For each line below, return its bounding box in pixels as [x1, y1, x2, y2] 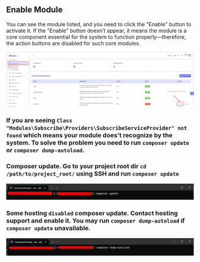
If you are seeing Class [6, 116, 73, 125]
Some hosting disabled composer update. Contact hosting [6, 209, 179, 217]
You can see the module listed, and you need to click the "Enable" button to [6, 20, 192, 27]
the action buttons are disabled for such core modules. [6, 39, 141, 47]
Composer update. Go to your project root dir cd [6, 162, 147, 171]
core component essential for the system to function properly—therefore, [6, 33, 186, 41]
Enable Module [6, 5, 63, 15]
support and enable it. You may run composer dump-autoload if [6, 217, 185, 225]
